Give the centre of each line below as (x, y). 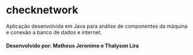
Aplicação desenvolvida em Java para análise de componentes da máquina (97, 26)
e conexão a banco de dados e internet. (54, 32)
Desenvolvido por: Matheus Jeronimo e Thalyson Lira (73, 45)
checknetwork (42, 10)
